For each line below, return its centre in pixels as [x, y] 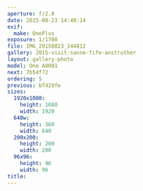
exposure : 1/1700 [33, 40]
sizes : [17, 92]
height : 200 [37, 144]
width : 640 [36, 131]
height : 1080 [39, 105]
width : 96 [34, 170]
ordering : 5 [25, 79]
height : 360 [37, 124]
